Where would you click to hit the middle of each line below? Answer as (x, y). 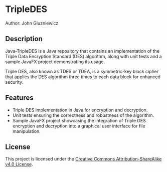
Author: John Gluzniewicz (32, 23)
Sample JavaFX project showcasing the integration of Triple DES (79, 120)
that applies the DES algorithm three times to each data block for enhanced (83, 77)
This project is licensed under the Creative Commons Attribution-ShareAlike (83, 159)
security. (14, 82)
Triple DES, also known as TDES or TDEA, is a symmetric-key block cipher (82, 71)
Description (24, 39)
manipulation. (27, 131)
